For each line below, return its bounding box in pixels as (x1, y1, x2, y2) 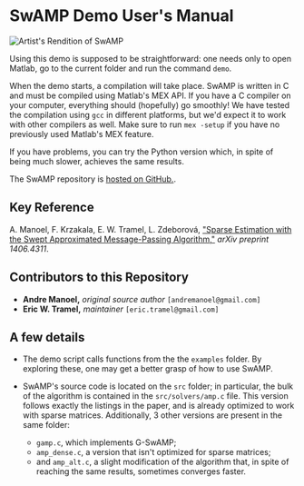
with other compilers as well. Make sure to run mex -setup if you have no (9, 119, 280, 130)
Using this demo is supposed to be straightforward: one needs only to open (9, 53, 292, 64)
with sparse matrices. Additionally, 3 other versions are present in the (22, 410, 283, 421)
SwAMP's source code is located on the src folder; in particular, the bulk (22, 381, 294, 392)
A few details (9, 329, 85, 345)
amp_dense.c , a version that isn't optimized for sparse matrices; (35, 447, 271, 458)
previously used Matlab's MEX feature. (9, 128, 154, 139)
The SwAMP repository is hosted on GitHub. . (9, 174, 177, 184)
